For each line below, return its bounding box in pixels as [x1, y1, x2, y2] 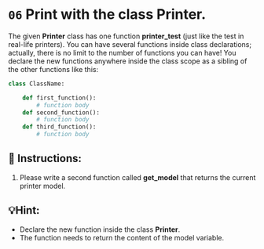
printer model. [19, 181, 66, 190]
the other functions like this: [8, 64, 99, 74]
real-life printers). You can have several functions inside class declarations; [8, 39, 252, 49]
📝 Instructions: [8, 152, 82, 165]
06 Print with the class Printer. [8, 5, 207, 23]
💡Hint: [8, 204, 40, 217]
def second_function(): [22, 108, 101, 117]
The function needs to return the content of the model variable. [19, 233, 225, 242]
